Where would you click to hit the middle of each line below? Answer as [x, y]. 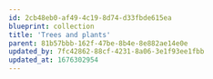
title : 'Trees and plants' [60, 35]
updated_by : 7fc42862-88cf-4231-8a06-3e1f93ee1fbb [106, 52]
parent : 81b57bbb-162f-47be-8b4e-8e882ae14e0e [98, 43]
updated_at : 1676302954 [54, 60]
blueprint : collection [51, 26]
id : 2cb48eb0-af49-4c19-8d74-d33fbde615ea [90, 18]
